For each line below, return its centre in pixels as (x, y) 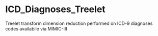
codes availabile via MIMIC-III (36, 28)
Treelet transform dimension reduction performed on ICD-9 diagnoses (79, 23)
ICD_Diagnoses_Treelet (55, 9)
